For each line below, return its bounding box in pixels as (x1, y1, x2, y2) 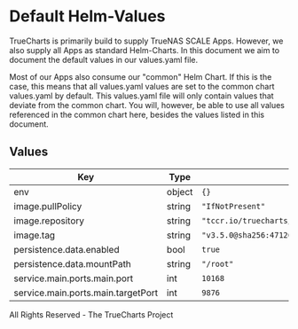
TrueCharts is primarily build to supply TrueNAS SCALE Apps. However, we (9, 35, 284, 46)
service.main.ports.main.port (13, 272, 134, 285)
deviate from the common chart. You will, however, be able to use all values (9, 99, 286, 110)
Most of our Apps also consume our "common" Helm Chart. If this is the (9, 71, 272, 82)
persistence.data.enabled (13, 243, 120, 255)
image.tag (13, 229, 56, 241)
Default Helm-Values (9, 6, 166, 27)
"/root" (201, 259, 234, 269)
